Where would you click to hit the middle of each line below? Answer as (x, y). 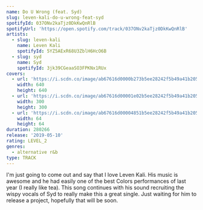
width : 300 (31, 101)
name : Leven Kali (39, 46)
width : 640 (31, 85)
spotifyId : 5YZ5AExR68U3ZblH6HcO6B (62, 51)
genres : (16, 146)
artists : (17, 34)
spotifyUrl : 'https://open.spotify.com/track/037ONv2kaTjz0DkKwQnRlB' (97, 29)
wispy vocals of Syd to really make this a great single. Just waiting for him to (101, 194)
